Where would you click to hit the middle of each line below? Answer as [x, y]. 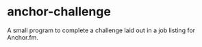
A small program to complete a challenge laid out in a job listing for [101, 30]
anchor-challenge [59, 12]
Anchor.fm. [23, 37]
